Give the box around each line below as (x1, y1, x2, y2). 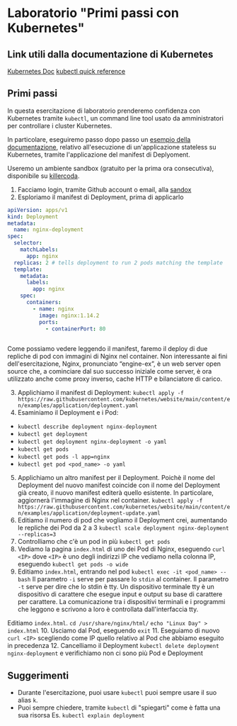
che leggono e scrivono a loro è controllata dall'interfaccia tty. (17, 605, 199, 614)
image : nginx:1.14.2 (38, 312, 100, 319)
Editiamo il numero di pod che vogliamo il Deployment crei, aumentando (17, 516, 228, 525)
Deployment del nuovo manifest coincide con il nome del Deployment (17, 481, 221, 490)
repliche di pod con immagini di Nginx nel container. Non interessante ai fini (7, 352, 228, 361)
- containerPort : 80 (45, 325, 106, 333)
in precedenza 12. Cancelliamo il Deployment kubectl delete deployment (7, 642, 219, 650)
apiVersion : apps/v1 (7, 206, 69, 213)
